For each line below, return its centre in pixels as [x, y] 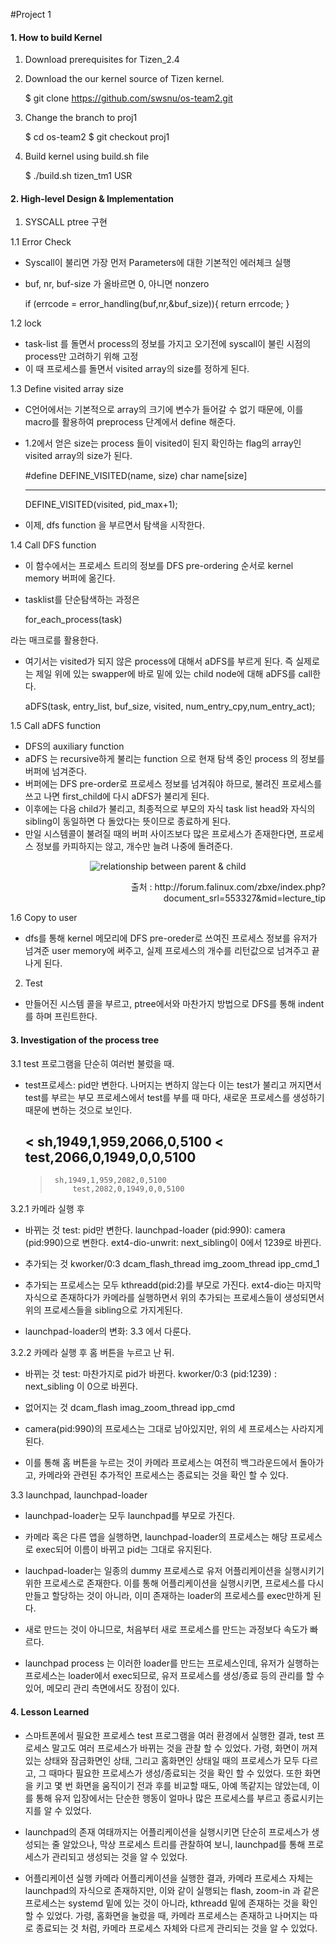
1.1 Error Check [41, 242]
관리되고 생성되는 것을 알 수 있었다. [119, 1856]
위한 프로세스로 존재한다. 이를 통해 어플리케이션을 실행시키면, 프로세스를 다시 [174, 1583]
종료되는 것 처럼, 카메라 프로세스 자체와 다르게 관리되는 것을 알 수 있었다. [176, 1928]
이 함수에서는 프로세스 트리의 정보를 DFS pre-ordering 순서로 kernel [159, 566]
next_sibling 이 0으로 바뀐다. [81, 1386]
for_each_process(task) [73, 620]
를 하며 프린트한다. [61, 1016]
